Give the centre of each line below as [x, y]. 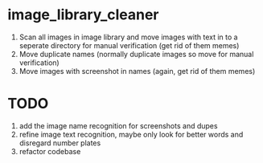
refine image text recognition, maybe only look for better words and [131, 134]
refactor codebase [50, 151]
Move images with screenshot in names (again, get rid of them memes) [137, 71]
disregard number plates [60, 143]
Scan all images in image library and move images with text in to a [128, 37]
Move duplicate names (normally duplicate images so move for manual [136, 54]
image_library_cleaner [83, 15]
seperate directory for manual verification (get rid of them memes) [129, 45]
